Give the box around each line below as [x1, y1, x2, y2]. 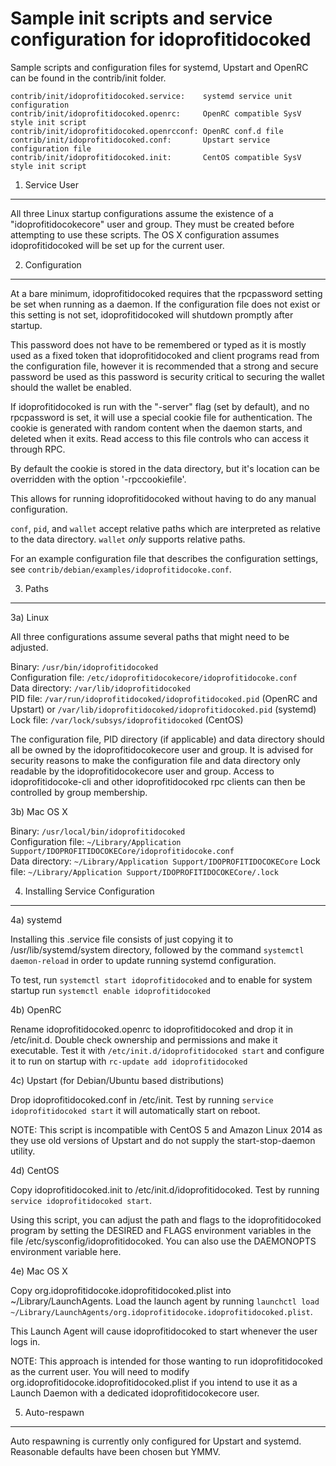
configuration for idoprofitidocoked [10, 28, 312, 51]
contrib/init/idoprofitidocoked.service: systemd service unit [10, 91, 293, 101]
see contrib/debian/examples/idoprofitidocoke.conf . [10, 563, 232, 575]
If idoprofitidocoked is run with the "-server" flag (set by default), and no [10, 400, 310, 412]
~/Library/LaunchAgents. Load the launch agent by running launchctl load [10, 1295, 320, 1307]
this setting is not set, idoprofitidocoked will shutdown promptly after [10, 308, 294, 321]
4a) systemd [10, 913, 63, 926]
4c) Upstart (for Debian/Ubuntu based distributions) [10, 1074, 225, 1086]
